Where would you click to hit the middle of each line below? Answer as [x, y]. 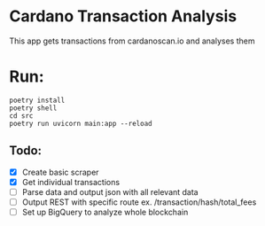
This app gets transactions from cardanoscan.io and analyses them [132, 41]
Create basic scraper [60, 172]
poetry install [37, 100]
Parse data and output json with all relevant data [110, 191]
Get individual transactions [71, 182]
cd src [21, 116]
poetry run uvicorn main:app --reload [81, 123]
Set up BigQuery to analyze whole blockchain [105, 212]
